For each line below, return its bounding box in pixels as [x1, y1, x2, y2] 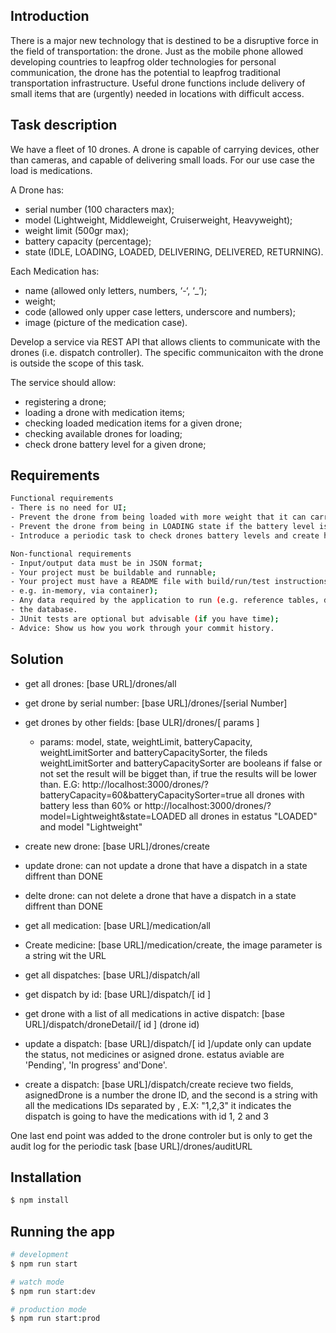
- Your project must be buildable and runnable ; [10, 567, 217, 578]
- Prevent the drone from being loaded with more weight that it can [10, 512, 307, 523]
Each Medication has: [10, 265, 100, 277]
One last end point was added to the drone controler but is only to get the [10, 1129, 313, 1141]
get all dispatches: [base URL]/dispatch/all [24, 969, 200, 981]
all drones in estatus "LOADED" [188, 810, 318, 822]
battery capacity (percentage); [24, 235, 152, 247]
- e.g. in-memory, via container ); [10, 586, 159, 596]
